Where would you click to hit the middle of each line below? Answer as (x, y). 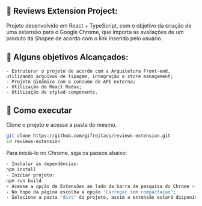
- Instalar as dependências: (43, 164)
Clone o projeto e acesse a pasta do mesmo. (62, 125)
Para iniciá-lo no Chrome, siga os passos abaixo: (67, 153)
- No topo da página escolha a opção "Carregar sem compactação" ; (91, 192)
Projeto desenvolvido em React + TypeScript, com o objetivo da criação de (99, 25)
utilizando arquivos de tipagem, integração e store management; (90, 76)
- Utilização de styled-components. (52, 92)
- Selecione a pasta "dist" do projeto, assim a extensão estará (90, 198)
